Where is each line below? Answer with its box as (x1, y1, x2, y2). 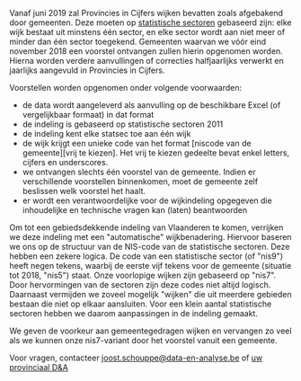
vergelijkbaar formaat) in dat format (22, 110, 155, 120)
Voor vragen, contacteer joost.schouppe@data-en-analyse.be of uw (9, 352, 263, 363)
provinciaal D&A (9, 362, 69, 372)
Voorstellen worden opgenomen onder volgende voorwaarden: (9, 83, 243, 93)
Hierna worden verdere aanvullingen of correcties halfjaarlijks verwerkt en (9, 56, 285, 66)
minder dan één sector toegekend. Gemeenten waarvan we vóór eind (9, 36, 267, 47)
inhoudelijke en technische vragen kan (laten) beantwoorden (22, 205, 248, 215)
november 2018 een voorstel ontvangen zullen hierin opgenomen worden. (9, 46, 283, 57)
